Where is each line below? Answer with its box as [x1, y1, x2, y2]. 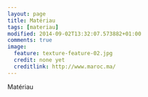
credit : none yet [14, 57, 65, 64]
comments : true [7, 37, 53, 44]
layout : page [7, 10, 46, 18]
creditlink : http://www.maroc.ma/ [14, 63, 116, 70]
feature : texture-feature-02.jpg [14, 50, 113, 57]
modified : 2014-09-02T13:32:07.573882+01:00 [7, 30, 142, 38]
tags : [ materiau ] [7, 23, 59, 30]
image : [7, 43, 27, 50]
